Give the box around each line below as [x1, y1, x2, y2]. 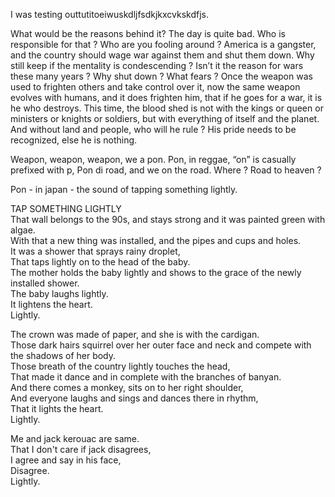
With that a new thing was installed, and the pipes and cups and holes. [10, 235, 302, 246]
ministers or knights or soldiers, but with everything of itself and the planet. [10, 113, 320, 124]
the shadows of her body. [10, 350, 117, 361]
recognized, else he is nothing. [10, 134, 138, 146]
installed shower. [10, 277, 80, 289]
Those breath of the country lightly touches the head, [10, 360, 231, 372]
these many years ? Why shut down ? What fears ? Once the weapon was [10, 70, 313, 82]
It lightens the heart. [10, 299, 93, 310]
